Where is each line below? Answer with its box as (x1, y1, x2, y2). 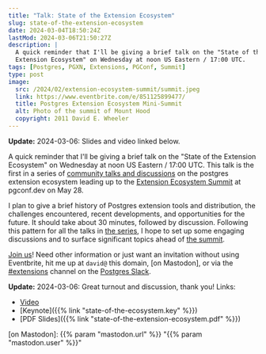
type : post (8, 70, 44, 78)
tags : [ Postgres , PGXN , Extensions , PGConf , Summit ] (8, 63, 186, 71)
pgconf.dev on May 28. (8, 185, 85, 195)
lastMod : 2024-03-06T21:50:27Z (8, 33, 112, 42)
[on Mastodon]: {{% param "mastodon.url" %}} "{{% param (8, 329, 203, 339)
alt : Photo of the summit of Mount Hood (15, 108, 150, 116)
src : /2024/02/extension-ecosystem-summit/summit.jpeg (15, 85, 200, 93)
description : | (8, 41, 59, 49)
